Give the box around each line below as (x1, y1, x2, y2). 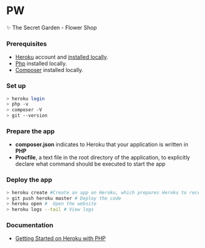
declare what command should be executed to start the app (15, 160, 166, 168)
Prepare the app (6, 126, 55, 135)
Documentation (6, 221, 54, 230)
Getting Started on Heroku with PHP (15, 235, 106, 242)
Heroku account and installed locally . (15, 53, 109, 61)
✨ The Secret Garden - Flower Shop (6, 24, 98, 31)
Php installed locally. (15, 60, 67, 67)
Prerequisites (6, 39, 47, 48)
